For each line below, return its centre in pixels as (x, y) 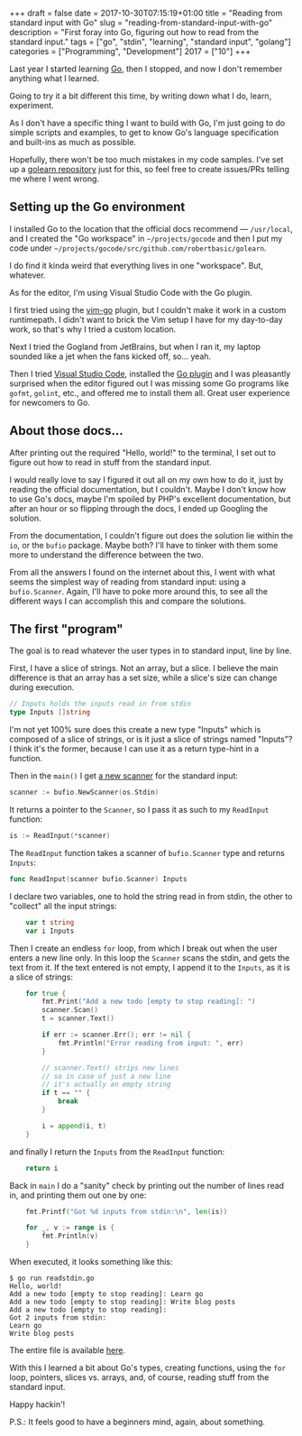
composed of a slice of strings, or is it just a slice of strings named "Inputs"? (151, 740)
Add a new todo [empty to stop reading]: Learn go (106, 1294)
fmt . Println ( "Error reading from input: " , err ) (151, 1043)
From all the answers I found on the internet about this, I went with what (142, 572)
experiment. (32, 106)
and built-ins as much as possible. (73, 142)
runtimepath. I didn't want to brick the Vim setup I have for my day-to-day (146, 319)
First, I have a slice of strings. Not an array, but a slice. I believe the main (144, 668)
